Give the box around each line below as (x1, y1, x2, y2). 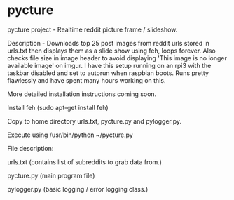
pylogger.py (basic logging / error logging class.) (7, 185, 149, 193)
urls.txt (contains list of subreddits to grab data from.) (7, 157, 163, 166)
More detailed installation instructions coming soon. (7, 90, 157, 98)
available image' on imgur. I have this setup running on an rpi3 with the (7, 61, 212, 69)
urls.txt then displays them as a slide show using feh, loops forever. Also (7, 46, 216, 55)
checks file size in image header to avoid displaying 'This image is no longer (7, 53, 228, 62)
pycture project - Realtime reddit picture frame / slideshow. (7, 25, 178, 34)
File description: (7, 144, 54, 152)
